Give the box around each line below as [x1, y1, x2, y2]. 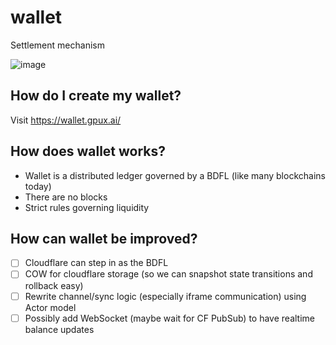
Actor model [24, 301, 77, 313]
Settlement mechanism [10, 39, 105, 51]
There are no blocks [24, 191, 108, 203]
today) [24, 180, 52, 192]
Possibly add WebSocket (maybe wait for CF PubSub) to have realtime [24, 312, 316, 324]
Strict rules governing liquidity [24, 201, 150, 213]
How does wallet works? [10, 143, 167, 160]
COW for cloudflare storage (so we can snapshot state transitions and [24, 268, 313, 280]
